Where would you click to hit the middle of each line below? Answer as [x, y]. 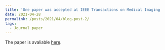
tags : [11, 24]
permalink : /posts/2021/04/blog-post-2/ [47, 19]
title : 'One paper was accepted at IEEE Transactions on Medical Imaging [83, 10]
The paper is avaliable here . [33, 42]
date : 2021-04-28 [23, 14]
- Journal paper [26, 28]
